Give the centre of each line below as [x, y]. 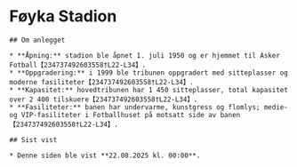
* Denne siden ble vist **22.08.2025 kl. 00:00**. [105, 155]
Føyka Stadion [63, 16]
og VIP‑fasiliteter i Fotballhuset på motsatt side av [113, 115]
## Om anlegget [37, 40]
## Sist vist [33, 139]
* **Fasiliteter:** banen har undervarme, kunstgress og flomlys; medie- [149, 107]
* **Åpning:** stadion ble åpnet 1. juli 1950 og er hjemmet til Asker [144, 55]
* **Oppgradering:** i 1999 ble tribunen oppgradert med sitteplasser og [149, 73]
